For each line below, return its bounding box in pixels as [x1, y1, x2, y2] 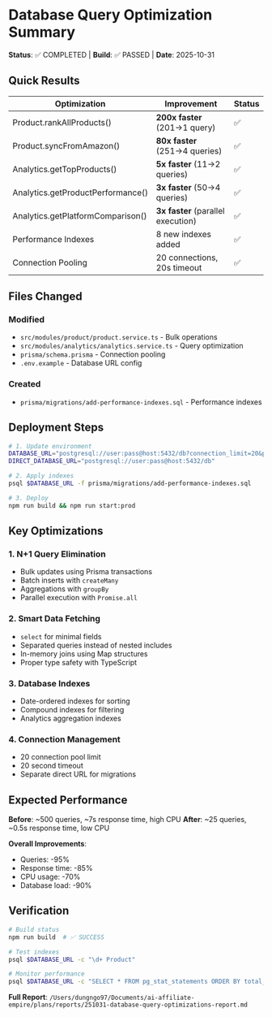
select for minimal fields [19, 631, 102, 641]
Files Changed [8, 290, 83, 304]
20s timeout [155, 262, 202, 273]
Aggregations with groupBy [19, 584, 109, 594]
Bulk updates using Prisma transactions [19, 567, 152, 577]
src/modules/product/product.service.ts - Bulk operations [19, 332, 218, 342]
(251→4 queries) [155, 145, 223, 156]
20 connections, [155, 252, 219, 263]
